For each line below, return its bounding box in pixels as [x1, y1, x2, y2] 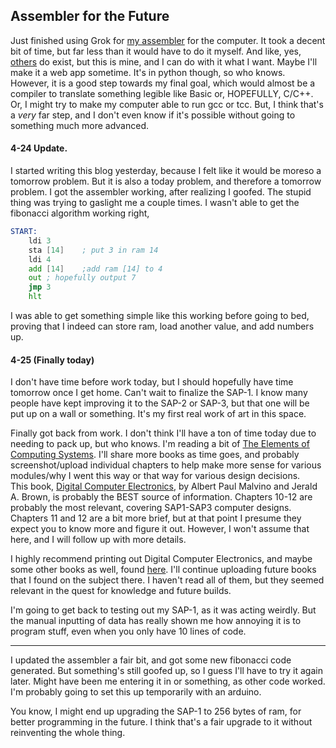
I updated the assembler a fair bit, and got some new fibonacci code [10, 654, 292, 666]
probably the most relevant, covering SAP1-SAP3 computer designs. [10, 502, 292, 514]
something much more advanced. [10, 119, 150, 131]
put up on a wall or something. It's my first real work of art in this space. [10, 408, 307, 420]
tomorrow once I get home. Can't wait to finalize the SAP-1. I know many [10, 387, 308, 399]
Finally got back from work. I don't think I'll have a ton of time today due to [10, 427, 317, 439]
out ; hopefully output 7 [28, 273, 137, 283]
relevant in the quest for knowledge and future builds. [10, 585, 232, 597]
